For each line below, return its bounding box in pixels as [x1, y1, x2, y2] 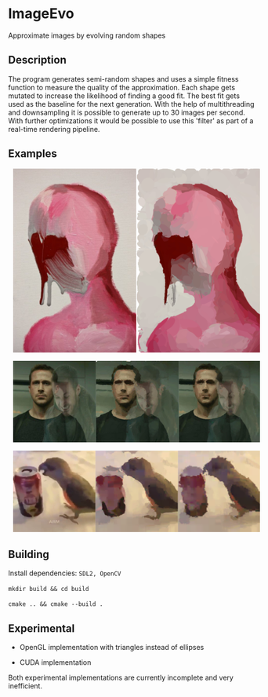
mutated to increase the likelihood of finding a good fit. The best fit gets [8, 91, 241, 100]
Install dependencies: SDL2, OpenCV [8, 568, 121, 578]
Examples [8, 147, 57, 161]
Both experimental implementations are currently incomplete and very [8, 673, 234, 682]
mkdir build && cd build [8, 586, 89, 593]
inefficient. [8, 681, 43, 691]
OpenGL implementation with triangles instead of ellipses [19, 642, 205, 651]
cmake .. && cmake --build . [8, 600, 103, 608]
